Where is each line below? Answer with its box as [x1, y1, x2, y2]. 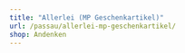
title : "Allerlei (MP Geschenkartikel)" [9, 13, 165, 22]
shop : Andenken [9, 30, 67, 39]
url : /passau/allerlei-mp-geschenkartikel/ [9, 22, 177, 31]
